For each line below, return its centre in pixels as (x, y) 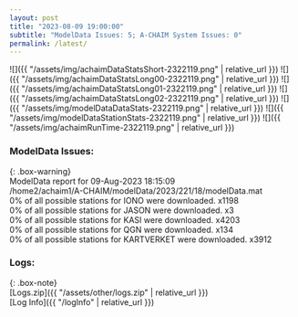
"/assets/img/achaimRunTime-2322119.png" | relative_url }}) (122, 128)
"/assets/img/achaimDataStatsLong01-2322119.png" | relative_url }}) (149, 89)
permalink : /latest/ (49, 43)
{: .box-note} (33, 282)
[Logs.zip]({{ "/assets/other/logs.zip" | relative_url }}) (109, 292)
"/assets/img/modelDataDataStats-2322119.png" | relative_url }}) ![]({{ (153, 108)
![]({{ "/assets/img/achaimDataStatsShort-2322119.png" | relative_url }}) (144, 69)
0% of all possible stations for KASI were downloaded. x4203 (125, 219)
